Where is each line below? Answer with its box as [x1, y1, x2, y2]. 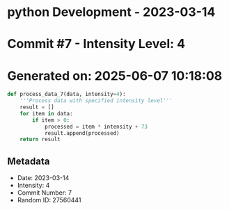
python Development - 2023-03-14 [7, 4, 216, 20]
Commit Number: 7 [17, 188, 72, 197]
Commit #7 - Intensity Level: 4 [7, 36, 186, 52]
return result [19, 136, 61, 143]
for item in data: [19, 110, 73, 117]
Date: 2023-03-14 [17, 174, 70, 182]
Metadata [7, 155, 50, 167]
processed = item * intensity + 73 [44, 123, 148, 130]
